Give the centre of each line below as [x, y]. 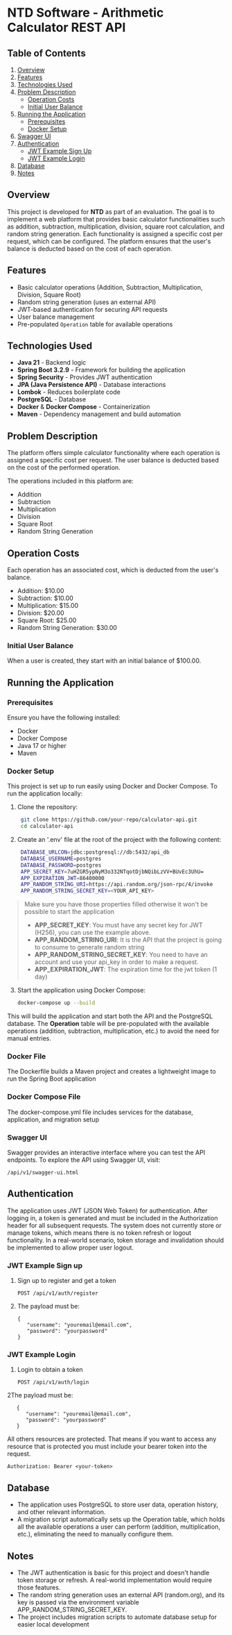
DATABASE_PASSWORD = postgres [61, 865]
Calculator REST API [66, 27]
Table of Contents [47, 53]
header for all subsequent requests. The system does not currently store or [114, 1225]
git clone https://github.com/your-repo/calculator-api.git [109, 820]
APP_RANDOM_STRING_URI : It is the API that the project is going [128, 940]
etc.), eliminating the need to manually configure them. [95, 1534]
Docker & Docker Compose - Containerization [83, 407]
